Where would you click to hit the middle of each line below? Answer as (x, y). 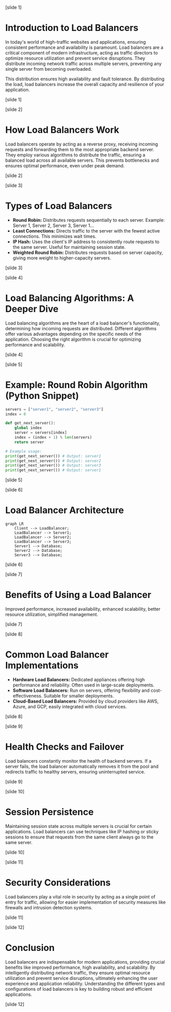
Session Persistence (50, 812)
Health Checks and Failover (65, 747)
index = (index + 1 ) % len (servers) (53, 438)
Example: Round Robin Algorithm (77, 385)
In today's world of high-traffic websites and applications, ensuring (76, 42)
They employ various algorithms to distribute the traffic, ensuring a (75, 155)
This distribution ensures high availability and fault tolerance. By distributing (85, 79)
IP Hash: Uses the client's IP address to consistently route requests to (86, 242)
